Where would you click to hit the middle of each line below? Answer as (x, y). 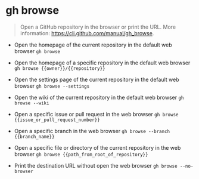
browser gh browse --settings (52, 86)
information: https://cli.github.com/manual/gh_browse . (87, 33)
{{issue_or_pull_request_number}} (57, 120)
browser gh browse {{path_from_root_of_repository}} (81, 154)
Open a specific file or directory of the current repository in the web (97, 147)
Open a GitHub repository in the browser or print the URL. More (98, 27)
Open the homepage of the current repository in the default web (93, 45)
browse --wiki (32, 103)
